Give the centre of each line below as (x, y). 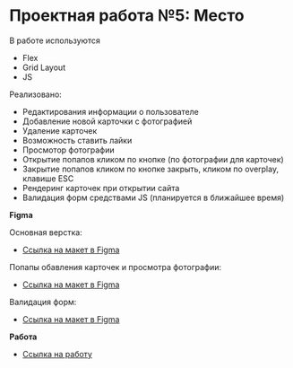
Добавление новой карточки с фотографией (107, 121)
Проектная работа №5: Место (127, 16)
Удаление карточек (60, 130)
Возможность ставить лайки (77, 140)
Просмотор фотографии (68, 150)
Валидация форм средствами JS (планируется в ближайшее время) (153, 197)
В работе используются (55, 40)
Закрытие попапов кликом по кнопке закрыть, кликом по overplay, (151, 169)
